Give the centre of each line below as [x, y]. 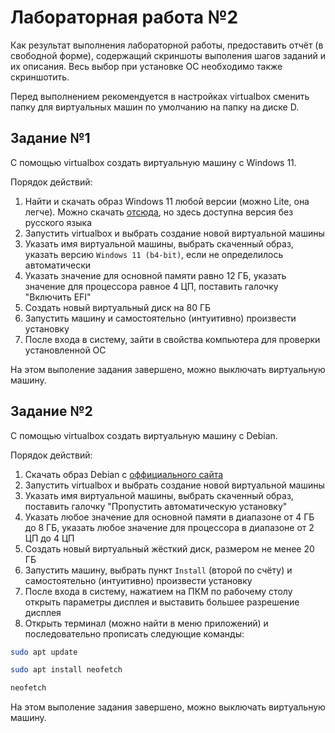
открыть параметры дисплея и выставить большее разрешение [162, 602]
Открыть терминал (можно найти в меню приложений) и [146, 623]
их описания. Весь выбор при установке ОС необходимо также [146, 66]
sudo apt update [44, 652]
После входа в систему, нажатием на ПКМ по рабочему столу [158, 591]
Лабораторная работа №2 [124, 17]
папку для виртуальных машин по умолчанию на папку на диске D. [155, 107]
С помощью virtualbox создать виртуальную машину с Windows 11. [153, 162]
